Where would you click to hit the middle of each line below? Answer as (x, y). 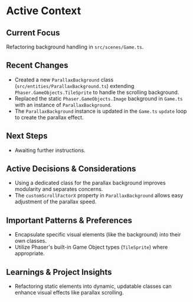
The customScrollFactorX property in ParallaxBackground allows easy (99, 196)
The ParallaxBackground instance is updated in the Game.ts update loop (101, 111)
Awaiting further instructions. (50, 150)
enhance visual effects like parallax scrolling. (69, 293)
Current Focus (33, 33)
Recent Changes (37, 65)
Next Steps (27, 136)
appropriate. (30, 254)
